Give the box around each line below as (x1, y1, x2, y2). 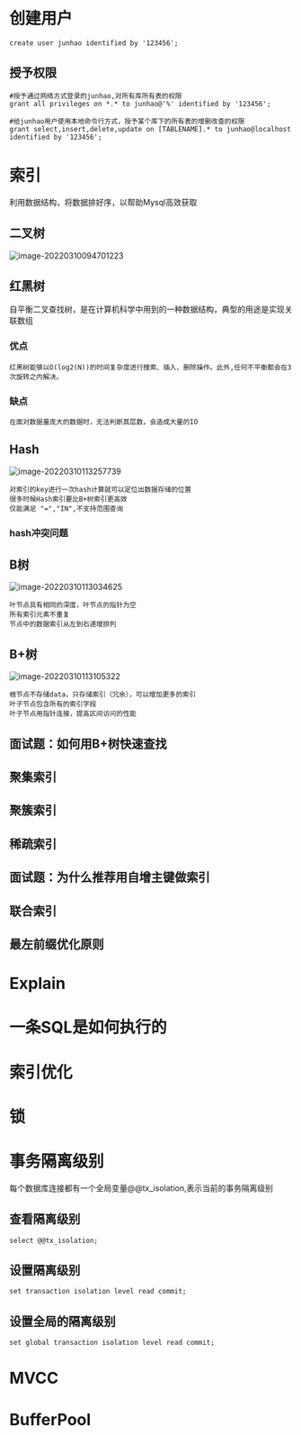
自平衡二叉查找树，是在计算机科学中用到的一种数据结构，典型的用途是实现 (9, 304, 285, 315)
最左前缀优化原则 (9, 937, 104, 951)
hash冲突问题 (9, 526, 69, 539)
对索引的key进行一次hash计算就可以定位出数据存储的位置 (9, 485, 191, 494)
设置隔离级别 (9, 1262, 81, 1277)
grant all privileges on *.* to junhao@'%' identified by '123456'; (9, 99, 271, 108)
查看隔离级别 (9, 1212, 81, 1227)
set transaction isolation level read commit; (9, 1287, 187, 1296)
